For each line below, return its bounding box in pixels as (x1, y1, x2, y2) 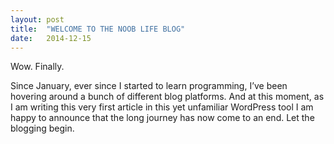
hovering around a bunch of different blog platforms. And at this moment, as (10, 91, 325, 103)
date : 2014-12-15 (10, 33, 92, 43)
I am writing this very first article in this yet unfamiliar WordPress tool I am (10, 101, 314, 113)
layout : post (10, 14, 65, 25)
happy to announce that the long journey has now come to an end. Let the (10, 112, 315, 124)
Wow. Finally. (10, 61, 65, 73)
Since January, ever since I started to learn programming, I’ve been (10, 80, 288, 92)
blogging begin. (10, 122, 75, 135)
